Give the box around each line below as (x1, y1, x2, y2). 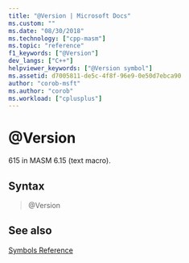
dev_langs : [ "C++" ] (8, 57, 74, 65)
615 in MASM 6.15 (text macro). (8, 156, 111, 165)
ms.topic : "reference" (8, 42, 84, 50)
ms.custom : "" (8, 19, 56, 27)
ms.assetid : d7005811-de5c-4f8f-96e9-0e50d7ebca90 (8, 72, 182, 80)
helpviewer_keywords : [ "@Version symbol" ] (8, 65, 153, 73)
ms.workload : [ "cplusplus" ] (8, 94, 103, 102)
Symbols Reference (8, 245, 74, 255)
